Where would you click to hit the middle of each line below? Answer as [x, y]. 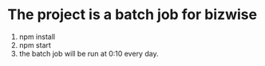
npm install [37, 37]
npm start [35, 45]
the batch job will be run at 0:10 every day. [89, 53]
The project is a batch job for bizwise [132, 15]
